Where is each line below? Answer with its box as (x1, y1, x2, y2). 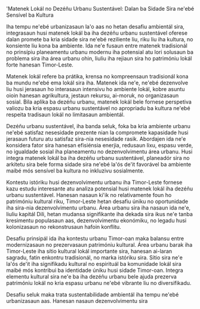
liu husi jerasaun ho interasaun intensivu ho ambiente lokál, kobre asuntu (6, 86, 185, 92)
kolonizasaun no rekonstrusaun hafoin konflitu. (6, 223, 121, 230)
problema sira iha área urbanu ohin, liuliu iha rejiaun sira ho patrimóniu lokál (6, 55, 192, 62)
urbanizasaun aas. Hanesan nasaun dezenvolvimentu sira (6, 298, 148, 304)
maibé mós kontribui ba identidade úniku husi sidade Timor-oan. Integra (6, 266, 183, 274)
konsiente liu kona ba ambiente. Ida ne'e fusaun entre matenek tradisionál (6, 42, 188, 49)
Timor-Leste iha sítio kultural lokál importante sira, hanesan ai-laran (6, 248, 173, 255)
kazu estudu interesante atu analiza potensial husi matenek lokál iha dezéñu (6, 185, 193, 192)
